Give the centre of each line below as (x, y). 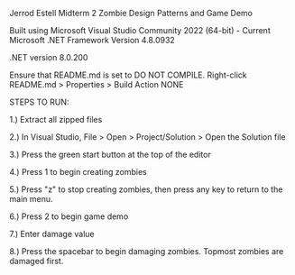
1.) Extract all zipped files (56, 119)
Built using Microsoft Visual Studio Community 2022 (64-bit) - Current (140, 30)
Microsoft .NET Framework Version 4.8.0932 (92, 40)
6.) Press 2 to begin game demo (69, 216)
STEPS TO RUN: (39, 102)
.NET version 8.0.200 (49, 57)
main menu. (31, 199)
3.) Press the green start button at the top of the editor (111, 154)
